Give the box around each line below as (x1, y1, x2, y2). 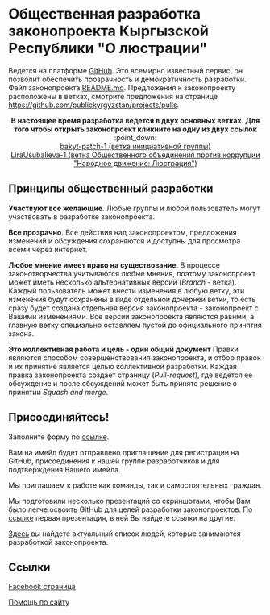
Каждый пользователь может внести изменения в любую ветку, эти (8, 285, 245, 295)
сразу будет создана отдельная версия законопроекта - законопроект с (8, 303, 260, 313)
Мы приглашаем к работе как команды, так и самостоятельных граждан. (8, 480, 262, 490)
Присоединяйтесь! (8, 410, 110, 424)
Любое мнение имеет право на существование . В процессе (8, 260, 220, 270)
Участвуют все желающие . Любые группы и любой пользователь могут (8, 203, 260, 213)
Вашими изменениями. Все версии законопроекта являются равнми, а (8, 311, 255, 321)
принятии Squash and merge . (8, 387, 109, 397)
